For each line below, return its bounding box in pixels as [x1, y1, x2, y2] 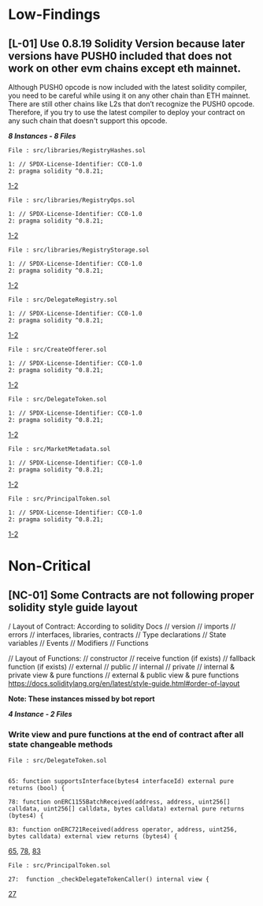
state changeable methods [8, 739, 113, 750]
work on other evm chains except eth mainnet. [8, 62, 242, 75]
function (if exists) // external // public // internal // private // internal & [8, 662, 235, 671]
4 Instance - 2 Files [8, 710, 72, 718]
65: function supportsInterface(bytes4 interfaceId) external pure [8, 777, 235, 785]
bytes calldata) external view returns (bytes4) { [8, 833, 178, 841]
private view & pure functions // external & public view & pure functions [8, 670, 239, 680]
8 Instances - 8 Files [8, 132, 76, 140]
